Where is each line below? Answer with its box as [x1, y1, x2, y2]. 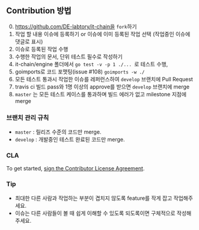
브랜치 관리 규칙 [6, 113, 49, 122]
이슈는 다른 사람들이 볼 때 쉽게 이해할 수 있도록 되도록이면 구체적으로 [14, 210, 176, 217]
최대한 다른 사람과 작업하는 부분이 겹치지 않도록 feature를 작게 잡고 [14, 194, 173, 202]
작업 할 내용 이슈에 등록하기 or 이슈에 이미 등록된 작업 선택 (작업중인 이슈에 [14, 30, 191, 37]
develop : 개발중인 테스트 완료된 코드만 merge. [14, 136, 125, 143]
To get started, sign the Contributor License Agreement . [6, 165, 145, 172]
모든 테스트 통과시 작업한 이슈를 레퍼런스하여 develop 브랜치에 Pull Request [14, 75, 194, 82]
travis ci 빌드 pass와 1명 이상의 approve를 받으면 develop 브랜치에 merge [14, 83, 190, 90]
